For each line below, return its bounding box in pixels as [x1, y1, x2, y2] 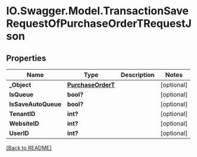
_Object [9, 81, 32, 89]
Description [121, 71, 155, 78]
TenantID [9, 110, 36, 118]
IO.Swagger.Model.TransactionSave [6, 4, 189, 18]
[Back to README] [6, 145, 52, 151]
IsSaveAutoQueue [9, 100, 62, 108]
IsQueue [9, 90, 34, 99]
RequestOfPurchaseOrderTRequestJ [6, 17, 192, 30]
